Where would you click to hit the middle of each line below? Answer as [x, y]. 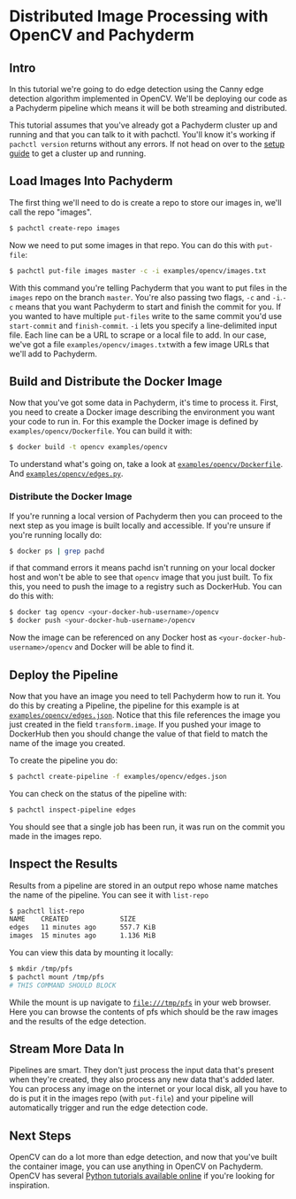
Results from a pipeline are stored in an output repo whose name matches [144, 885]
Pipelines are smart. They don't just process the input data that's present [142, 1071]
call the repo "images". [51, 212]
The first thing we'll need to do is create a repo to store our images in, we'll [145, 202]
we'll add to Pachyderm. [53, 354]
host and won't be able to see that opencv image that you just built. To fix [141, 577]
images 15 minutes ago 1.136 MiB [83, 936]
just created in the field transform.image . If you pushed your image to [135, 724]
